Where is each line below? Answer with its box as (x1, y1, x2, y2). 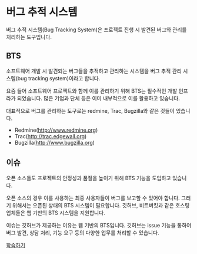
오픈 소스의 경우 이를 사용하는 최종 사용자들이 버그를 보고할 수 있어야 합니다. (6, 194, 181, 201)
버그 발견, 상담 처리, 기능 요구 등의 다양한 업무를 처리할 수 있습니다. (6, 229, 160, 236)
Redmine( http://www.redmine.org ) (14, 126, 98, 133)
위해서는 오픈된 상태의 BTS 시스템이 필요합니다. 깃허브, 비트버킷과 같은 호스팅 (12, 201, 190, 209)
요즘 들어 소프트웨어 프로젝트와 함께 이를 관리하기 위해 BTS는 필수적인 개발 (6, 87, 178, 95)
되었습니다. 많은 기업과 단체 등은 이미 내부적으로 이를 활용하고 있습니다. (16, 95, 181, 102)
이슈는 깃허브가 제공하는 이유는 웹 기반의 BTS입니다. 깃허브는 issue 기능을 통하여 (6, 222, 192, 229)
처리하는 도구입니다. (6, 33, 52, 40)
